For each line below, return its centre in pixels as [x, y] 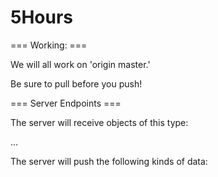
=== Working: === [49, 45]
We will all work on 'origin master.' [80, 64]
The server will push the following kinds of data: [109, 161]
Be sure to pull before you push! [76, 83]
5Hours [42, 17]
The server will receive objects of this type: [99, 122]
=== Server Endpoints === [66, 103]
